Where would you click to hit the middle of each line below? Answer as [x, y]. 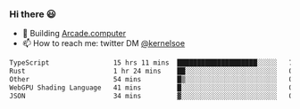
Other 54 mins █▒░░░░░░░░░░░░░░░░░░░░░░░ [143, 80]
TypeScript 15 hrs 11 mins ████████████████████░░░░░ [143, 63]
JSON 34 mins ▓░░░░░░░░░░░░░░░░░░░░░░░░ [143, 96]
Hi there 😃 [33, 14]
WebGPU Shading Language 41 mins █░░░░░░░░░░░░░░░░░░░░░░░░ [143, 88]
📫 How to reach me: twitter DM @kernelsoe [104, 43]
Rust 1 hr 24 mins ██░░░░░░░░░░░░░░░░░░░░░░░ [143, 71]
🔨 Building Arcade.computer [74, 34]
